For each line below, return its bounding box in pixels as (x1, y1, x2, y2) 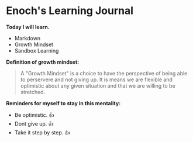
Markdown (14, 34, 41, 41)
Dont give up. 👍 (14, 120, 54, 127)
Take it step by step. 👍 (14, 129, 70, 136)
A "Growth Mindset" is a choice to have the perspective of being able (20, 70, 188, 77)
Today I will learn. (6, 23, 50, 30)
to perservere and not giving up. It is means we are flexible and (20, 76, 173, 83)
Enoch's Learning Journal (6, 4, 133, 18)
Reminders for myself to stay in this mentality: (6, 99, 121, 106)
